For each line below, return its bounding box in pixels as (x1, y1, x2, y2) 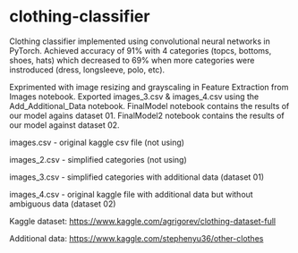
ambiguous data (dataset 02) (9, 198, 116, 209)
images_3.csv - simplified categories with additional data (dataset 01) (9, 172, 265, 182)
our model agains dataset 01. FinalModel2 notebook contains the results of (9, 110, 285, 121)
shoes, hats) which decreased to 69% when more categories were (9, 55, 255, 65)
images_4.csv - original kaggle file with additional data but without (9, 189, 253, 199)
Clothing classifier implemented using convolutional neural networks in (9, 36, 270, 46)
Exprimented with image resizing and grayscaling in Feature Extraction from (9, 81, 289, 92)
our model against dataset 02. (9, 119, 120, 131)
